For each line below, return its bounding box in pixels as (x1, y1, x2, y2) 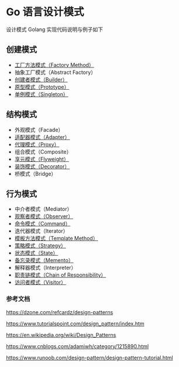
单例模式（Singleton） (14, 90, 68, 97)
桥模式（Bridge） (14, 170, 57, 177)
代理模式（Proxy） (14, 141, 60, 148)
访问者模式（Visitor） (14, 279, 66, 286)
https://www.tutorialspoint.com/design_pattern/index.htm (6, 320, 144, 327)
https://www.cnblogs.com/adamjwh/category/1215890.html (6, 342, 149, 349)
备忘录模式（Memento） (14, 257, 74, 264)
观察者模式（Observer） (14, 213, 74, 220)
